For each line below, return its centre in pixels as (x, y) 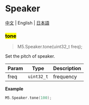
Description (67, 69)
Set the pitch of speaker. (30, 56)
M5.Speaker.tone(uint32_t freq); (50, 47)
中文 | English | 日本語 (27, 23)
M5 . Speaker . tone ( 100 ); (28, 98)
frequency (65, 77)
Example (14, 89)
